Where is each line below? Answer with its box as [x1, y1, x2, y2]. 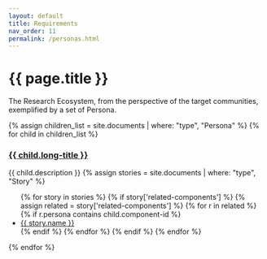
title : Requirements [8, 19, 79, 28]
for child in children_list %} [8, 129, 98, 139]
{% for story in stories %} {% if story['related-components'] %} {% [20, 192, 246, 202]
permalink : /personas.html [8, 34, 100, 43]
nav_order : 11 [8, 27, 57, 35]
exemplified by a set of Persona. [8, 105, 116, 114]
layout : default [8, 11, 63, 20]
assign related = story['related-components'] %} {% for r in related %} [20, 201, 257, 211]
